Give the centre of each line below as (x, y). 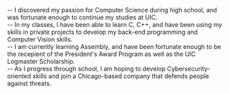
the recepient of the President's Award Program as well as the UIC (101, 54)
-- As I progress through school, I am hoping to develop (86, 69)
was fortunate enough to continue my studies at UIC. (82, 17)
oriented (19, 76)
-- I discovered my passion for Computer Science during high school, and (112, 10)
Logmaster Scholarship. (41, 61)
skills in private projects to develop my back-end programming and (103, 32)
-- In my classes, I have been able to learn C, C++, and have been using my (115, 25)
